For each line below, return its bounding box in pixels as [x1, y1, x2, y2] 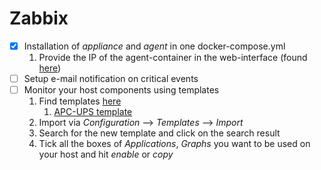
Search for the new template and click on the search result [38, 127, 281, 139]
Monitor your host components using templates [23, 84, 220, 96]
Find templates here [38, 95, 122, 107]
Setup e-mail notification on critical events [23, 73, 199, 84]
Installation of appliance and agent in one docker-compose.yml [23, 40, 286, 52]
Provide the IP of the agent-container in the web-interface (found [38, 52, 308, 63]
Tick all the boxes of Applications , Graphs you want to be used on [38, 138, 311, 150]
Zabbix [9, 7, 69, 30]
